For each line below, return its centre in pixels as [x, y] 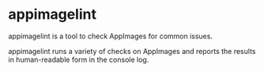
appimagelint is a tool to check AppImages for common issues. [111, 36]
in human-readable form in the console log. [79, 59]
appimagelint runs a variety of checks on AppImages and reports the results [132, 51]
